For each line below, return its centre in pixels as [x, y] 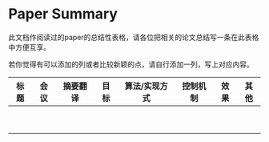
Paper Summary [63, 14]
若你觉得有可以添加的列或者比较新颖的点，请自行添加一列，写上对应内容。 [131, 64]
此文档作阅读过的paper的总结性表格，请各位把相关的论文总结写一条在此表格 [134, 37]
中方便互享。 [29, 47]
